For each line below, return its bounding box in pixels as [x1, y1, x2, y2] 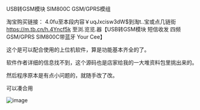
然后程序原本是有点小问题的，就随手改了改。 [6, 72, 118, 79]
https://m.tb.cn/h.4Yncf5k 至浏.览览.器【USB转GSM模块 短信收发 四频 [6, 26, 181, 33]
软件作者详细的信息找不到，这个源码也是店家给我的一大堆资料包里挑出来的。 [6, 59, 198, 66]
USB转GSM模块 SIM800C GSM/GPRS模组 [6, 5, 111, 12]
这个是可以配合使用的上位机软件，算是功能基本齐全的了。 [6, 46, 150, 53]
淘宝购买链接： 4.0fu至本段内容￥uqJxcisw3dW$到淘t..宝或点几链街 [6, 18, 176, 25]
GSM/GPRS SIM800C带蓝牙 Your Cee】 [6, 33, 106, 40]
